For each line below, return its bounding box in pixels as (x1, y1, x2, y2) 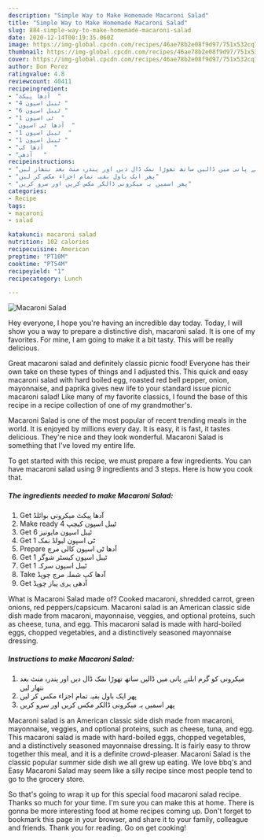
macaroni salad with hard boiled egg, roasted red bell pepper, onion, (8, 376, 229, 385)
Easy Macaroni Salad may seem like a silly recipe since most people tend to (8, 766, 253, 775)
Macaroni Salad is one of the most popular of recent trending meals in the (8, 416, 247, 425)
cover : (8, 56, 30, 64)
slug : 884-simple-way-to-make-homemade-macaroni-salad (8, 26, 192, 34)
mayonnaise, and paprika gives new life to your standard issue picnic (8, 383, 232, 394)
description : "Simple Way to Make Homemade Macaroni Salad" (8, 11, 210, 20)
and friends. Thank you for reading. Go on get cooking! (8, 823, 187, 833)
